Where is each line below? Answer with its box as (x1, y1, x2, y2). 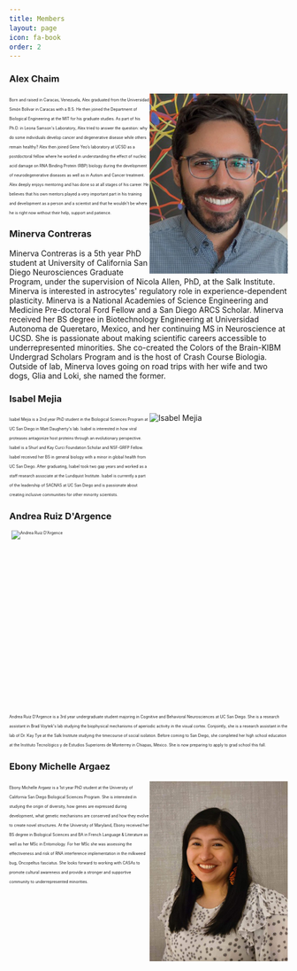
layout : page (9, 23, 57, 33)
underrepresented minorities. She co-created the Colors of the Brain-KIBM (9, 342, 281, 353)
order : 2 (9, 43, 42, 51)
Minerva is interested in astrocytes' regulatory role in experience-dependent (9, 285, 287, 296)
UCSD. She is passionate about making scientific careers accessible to (9, 332, 267, 343)
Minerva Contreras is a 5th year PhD (9, 248, 141, 259)
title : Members (9, 14, 65, 23)
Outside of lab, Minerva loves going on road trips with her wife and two (9, 361, 268, 371)
